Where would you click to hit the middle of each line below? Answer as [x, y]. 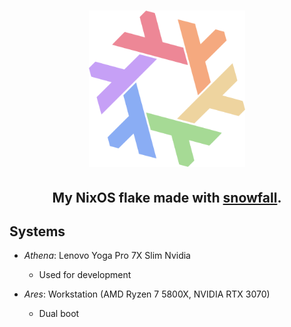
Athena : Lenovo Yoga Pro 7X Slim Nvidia [107, 256]
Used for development [85, 275]
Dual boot [59, 314]
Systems [37, 231]
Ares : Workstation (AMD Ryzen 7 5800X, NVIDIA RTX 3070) [147, 294]
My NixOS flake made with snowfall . [167, 197]
